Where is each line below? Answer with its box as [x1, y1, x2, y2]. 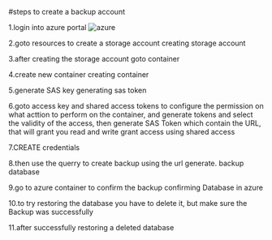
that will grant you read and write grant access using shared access [8, 127, 235, 136]
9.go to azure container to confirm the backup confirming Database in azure [8, 182, 264, 192]
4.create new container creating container [8, 70, 149, 79]
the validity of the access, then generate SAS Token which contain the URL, [8, 118, 261, 128]
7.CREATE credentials [8, 143, 80, 152]
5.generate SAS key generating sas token [8, 85, 147, 95]
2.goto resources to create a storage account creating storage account [8, 38, 246, 48]
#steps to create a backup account [8, 7, 126, 16]
